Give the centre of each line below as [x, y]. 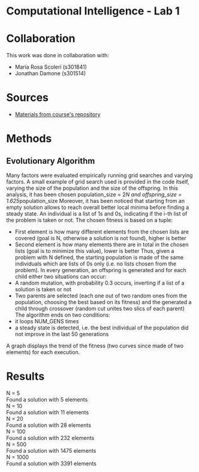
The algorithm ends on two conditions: [63, 315]
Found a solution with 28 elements [49, 425]
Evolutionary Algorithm [51, 161]
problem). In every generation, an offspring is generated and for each [101, 270]
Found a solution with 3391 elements [52, 464]
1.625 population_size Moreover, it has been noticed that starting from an [95, 201]
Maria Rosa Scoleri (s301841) [51, 67]
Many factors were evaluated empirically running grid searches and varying [99, 175]
